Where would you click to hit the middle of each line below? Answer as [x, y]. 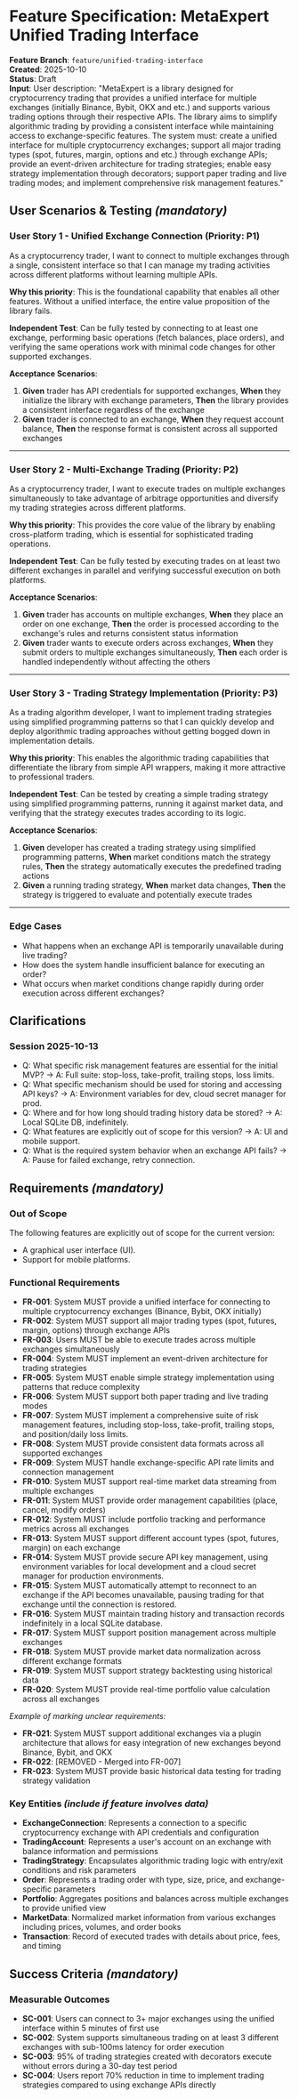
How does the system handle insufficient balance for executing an [143, 965]
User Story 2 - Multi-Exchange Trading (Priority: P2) [124, 469]
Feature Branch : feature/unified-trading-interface [106, 60]
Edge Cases [36, 926]
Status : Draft [33, 78]
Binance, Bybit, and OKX [67, 1752]
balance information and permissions [90, 1852]
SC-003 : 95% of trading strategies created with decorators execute [147, 2056]
